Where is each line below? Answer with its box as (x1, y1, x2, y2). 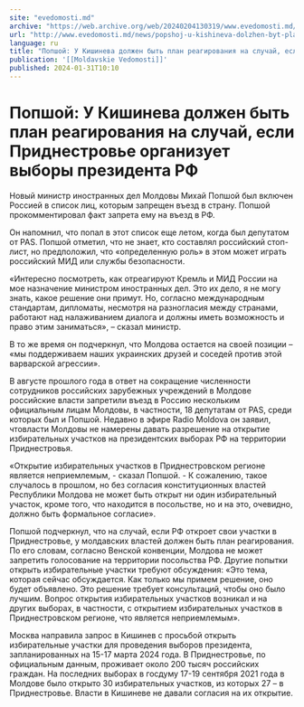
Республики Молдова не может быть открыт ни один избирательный (9, 489, 278, 500)
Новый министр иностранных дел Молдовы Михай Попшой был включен (9, 190, 294, 201)
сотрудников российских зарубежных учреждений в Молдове (9, 385, 252, 396)
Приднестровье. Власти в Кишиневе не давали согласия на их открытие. (9, 687, 294, 698)
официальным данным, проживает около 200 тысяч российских (9, 658, 260, 669)
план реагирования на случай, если (9, 122, 295, 143)
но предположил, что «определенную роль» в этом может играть (30, 246, 287, 257)
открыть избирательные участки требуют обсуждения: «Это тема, (9, 564, 269, 575)
